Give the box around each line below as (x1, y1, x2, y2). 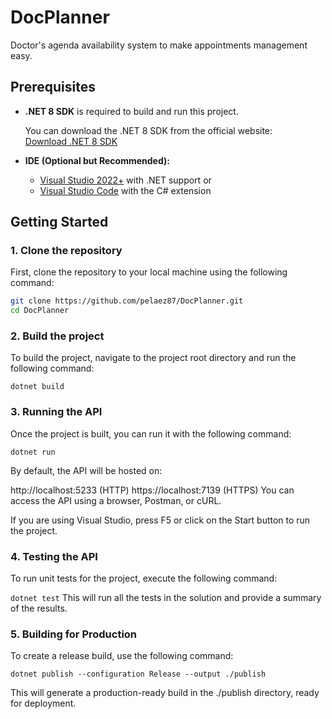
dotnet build (10, 382, 65, 392)
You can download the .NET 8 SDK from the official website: (24, 124, 273, 136)
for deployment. (10, 697, 77, 710)
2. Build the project (10, 329, 105, 343)
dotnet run (10, 447, 56, 457)
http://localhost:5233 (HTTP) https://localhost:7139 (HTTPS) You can (10, 484, 295, 496)
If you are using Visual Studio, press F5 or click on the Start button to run (10, 514, 311, 526)
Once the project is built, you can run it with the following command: (10, 427, 292, 440)
